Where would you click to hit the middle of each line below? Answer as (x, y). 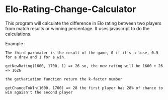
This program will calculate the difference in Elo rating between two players (83, 23)
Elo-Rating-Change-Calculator (71, 9)
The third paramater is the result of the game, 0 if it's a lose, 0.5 (82, 53)
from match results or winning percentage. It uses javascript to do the (77, 28)
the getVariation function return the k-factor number (64, 79)
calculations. (18, 34)
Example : (16, 43)
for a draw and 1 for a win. (36, 57)
